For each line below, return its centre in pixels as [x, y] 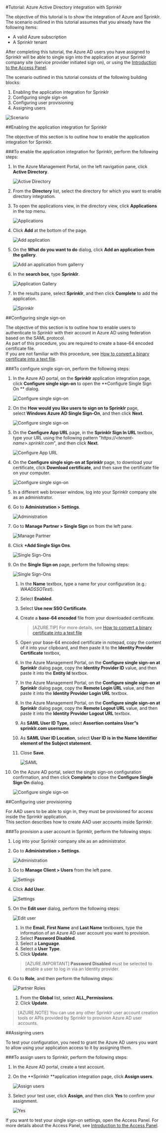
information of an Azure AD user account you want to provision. [85, 933]
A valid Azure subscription [40, 37]
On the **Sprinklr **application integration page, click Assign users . [83, 1076]
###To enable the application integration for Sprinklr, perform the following [82, 152]
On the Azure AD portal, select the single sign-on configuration [77, 772]
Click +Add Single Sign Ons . [42, 545]
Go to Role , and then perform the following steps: [63, 978]
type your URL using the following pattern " [57, 438]
